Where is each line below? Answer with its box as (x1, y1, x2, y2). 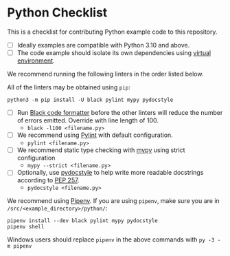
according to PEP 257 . (16, 176, 80, 184)
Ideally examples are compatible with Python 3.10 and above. (16, 41, 190, 49)
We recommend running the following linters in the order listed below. (7, 70, 204, 78)
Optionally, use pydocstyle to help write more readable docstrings (16, 169, 204, 177)
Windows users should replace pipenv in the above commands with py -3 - (7, 235, 221, 244)
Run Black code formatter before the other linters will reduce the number (16, 109, 223, 117)
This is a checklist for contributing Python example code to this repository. (7, 28, 218, 36)
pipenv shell (7, 224, 45, 231)
